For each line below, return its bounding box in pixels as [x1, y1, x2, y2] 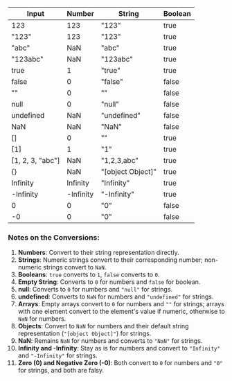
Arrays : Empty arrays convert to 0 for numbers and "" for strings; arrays [17, 300, 224, 308]
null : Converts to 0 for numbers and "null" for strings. [17, 285, 172, 294]
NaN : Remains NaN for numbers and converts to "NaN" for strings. [17, 337, 203, 345]
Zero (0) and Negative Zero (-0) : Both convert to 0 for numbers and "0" [17, 359, 224, 367]
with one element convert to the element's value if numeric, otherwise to [17, 308, 226, 316]
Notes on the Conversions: [8, 232, 100, 242]
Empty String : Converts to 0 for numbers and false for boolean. [17, 278, 201, 286]
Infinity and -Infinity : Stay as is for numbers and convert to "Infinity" [17, 344, 221, 353]
